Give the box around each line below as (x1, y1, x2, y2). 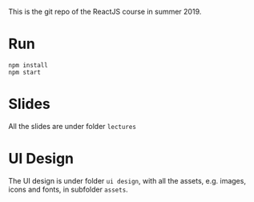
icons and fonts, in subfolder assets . (8, 184, 128, 194)
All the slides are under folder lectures (8, 121, 136, 131)
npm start (8, 68, 42, 76)
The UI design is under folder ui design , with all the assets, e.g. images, (8, 176, 247, 185)
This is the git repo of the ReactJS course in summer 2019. (8, 7, 202, 16)
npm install (8, 61, 48, 69)
